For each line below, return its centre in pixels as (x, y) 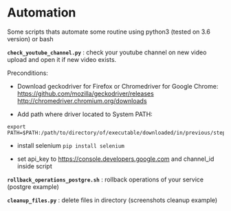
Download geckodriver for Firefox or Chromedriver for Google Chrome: (118, 86)
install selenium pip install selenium (71, 145)
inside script (35, 166)
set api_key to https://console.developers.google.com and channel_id (115, 159)
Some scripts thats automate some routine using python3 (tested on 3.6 (109, 32)
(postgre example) (33, 186)
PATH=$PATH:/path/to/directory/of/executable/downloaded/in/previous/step (117, 133)
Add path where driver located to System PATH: (85, 114)
